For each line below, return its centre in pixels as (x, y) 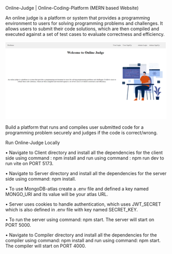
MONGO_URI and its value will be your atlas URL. (57, 194)
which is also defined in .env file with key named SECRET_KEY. (72, 210)
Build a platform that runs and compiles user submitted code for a (74, 127)
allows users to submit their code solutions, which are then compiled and (82, 29)
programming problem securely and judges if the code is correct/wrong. (81, 133)
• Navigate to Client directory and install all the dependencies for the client (84, 153)
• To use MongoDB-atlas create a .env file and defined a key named (77, 189)
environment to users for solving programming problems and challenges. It (84, 23)
